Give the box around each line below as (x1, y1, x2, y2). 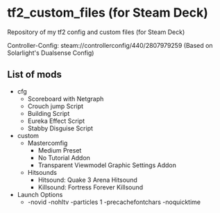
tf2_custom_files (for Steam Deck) (7, 5, 208, 21)
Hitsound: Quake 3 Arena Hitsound (37, 176, 137, 184)
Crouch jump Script (27, 102, 84, 110)
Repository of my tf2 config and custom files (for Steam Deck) (7, 28, 185, 36)
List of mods (7, 69, 62, 80)
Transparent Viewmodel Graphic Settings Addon (37, 161, 177, 169)
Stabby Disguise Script (27, 123, 94, 133)
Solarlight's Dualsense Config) (7, 49, 94, 57)
